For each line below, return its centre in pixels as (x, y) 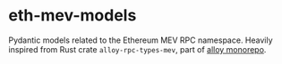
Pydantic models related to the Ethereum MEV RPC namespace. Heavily (141, 40)
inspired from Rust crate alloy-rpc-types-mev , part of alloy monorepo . (137, 49)
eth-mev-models (73, 16)
